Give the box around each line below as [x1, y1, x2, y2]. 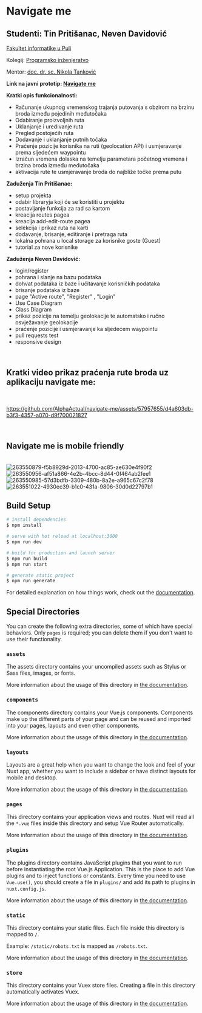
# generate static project [6, 572, 75, 579]
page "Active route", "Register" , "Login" [15, 293, 116, 300]
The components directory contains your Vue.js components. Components [6, 709, 193, 716]
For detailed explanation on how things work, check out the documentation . [6, 589, 195, 596]
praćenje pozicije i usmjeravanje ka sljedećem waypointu [15, 325, 158, 332]
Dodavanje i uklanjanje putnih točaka [15, 136, 107, 143]
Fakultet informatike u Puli [6, 44, 72, 52]
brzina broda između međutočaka [15, 162, 100, 169]
